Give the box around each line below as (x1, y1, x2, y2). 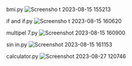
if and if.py (6, 18, 33, 24)
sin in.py (6, 41, 27, 48)
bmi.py (6, 6, 24, 13)
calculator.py (6, 53, 39, 60)
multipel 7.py (6, 29, 38, 36)
